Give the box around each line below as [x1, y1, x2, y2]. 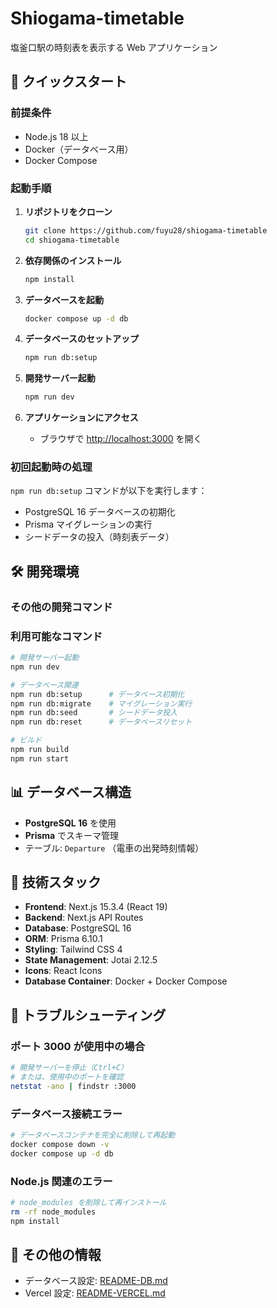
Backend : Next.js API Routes [24, 912, 144, 924]
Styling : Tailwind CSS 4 [24, 943, 123, 956]
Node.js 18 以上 [24, 130, 89, 142]
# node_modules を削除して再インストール [10, 1197, 167, 1207]
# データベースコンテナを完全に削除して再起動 [10, 1130, 176, 1141]
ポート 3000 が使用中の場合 [10, 1039, 145, 1053]
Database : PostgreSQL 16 [24, 922, 132, 934]
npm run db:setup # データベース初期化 [10, 689, 185, 699]
